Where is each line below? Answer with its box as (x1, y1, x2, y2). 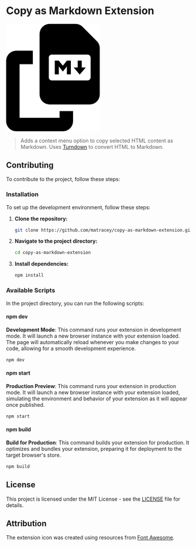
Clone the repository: (14, 215, 68, 222)
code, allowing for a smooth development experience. (6, 345, 136, 352)
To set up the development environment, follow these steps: (6, 203, 151, 210)
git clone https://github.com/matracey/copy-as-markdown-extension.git (14, 227, 193, 233)
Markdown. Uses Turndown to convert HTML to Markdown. (20, 143, 164, 150)
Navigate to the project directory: (14, 237, 98, 244)
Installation (6, 191, 39, 199)
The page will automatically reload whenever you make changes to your (6, 338, 180, 345)
